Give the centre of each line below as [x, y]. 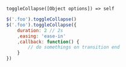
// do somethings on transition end [74, 47]
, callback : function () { [48, 42]
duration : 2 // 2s [40, 30]
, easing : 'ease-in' [42, 36]
